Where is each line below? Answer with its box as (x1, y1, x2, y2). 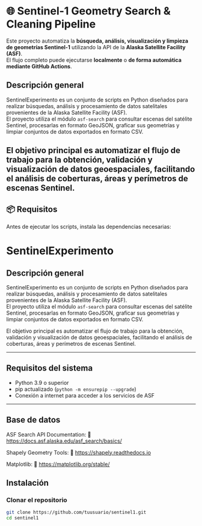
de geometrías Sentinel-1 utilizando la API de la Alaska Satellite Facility (6, 43, 186, 50)
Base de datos (6, 415, 61, 425)
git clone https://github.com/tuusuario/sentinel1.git (6, 509, 147, 516)
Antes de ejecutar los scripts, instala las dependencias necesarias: (6, 223, 171, 230)
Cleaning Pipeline (6, 17, 96, 31)
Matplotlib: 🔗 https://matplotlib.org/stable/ (6, 461, 110, 468)
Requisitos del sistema (6, 363, 93, 373)
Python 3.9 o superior (14, 379, 69, 386)
